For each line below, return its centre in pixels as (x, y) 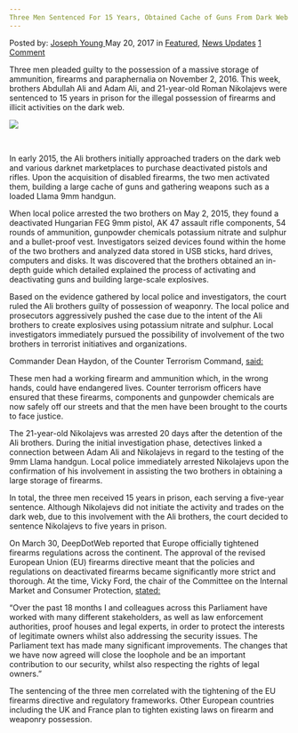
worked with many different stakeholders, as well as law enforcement (137, 617)
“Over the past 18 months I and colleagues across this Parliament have (139, 607)
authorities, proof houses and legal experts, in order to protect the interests (147, 626)
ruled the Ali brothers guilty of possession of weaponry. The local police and (149, 306)
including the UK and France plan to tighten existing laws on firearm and (141, 709)
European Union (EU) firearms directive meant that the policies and (132, 562)
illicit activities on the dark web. (67, 107)
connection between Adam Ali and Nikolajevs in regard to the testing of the (147, 452)
